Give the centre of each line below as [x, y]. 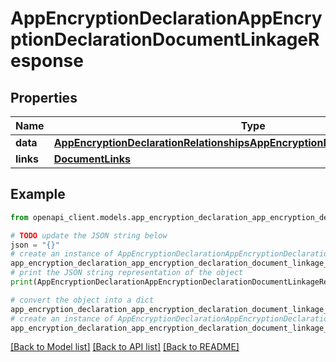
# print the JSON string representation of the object [127, 273]
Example [38, 194]
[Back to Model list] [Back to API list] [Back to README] [125, 347]
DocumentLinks [92, 159]
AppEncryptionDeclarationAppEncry [166, 18]
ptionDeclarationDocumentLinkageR [165, 39]
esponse [47, 61]
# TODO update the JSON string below [89, 235]
